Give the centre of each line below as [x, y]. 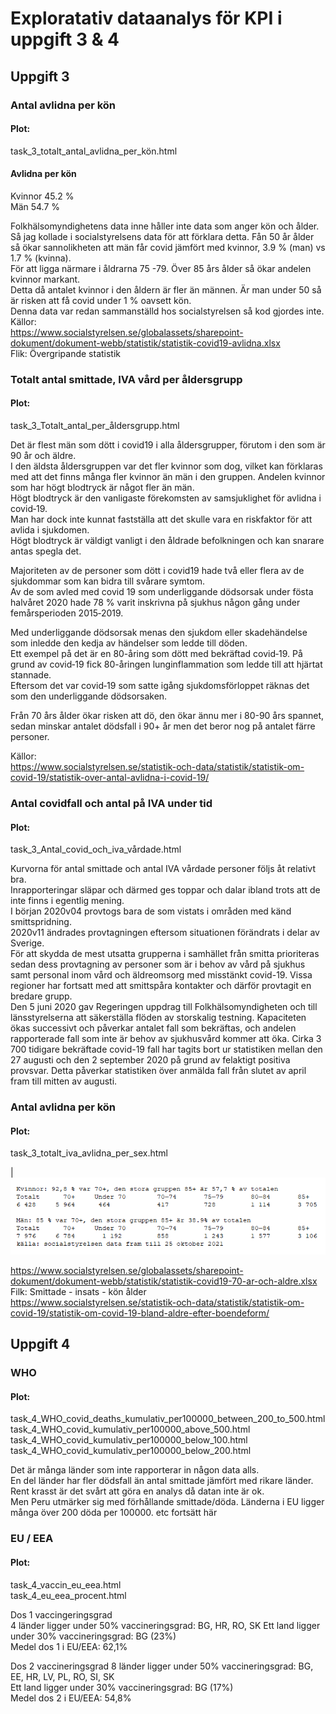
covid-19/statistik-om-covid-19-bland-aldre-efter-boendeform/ [140, 1313]
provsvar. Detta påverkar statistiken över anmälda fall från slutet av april [158, 1071]
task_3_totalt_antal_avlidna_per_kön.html [94, 151]
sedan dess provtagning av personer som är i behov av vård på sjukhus [158, 964]
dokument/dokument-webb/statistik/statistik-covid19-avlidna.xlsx [145, 343]
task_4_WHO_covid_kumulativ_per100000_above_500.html [130, 1429]
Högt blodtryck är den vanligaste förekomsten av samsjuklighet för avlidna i [166, 498]
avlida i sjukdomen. [50, 530]
